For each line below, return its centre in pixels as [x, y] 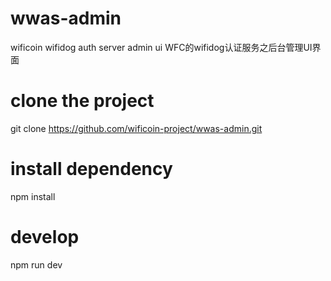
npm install [33, 196]
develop [45, 237]
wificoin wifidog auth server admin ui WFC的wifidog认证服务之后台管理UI [161, 47]
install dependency [91, 169]
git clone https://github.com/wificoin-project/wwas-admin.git [136, 128]
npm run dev [36, 264]
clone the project [82, 101]
